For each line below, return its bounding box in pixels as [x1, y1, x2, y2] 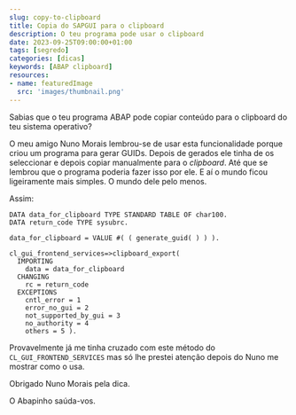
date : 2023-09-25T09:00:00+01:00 [9, 37, 133, 47]
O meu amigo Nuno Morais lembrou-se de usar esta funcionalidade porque [9, 138, 284, 149]
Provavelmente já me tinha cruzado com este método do [9, 342, 215, 353]
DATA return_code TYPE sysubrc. [9, 218, 129, 227]
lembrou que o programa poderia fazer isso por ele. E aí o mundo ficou [9, 166, 269, 177]
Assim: [9, 192, 35, 204]
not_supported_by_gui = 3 [25, 311, 121, 320]
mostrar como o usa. [9, 361, 85, 372]
